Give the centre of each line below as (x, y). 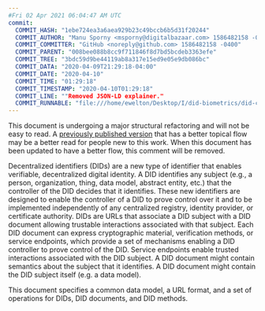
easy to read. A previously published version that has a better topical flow (128, 134)
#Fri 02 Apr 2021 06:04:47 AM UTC (65, 15)
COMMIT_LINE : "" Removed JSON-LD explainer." (90, 96)
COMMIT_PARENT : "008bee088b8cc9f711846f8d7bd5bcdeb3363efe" (116, 52)
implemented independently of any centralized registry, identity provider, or (131, 208)
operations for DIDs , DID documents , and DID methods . (98, 298)
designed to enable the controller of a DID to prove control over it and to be (130, 200)
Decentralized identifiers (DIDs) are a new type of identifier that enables (125, 166)
